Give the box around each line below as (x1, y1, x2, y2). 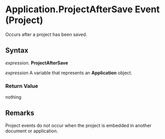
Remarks (5, 109, 35, 118)
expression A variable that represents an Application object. (5, 69, 133, 76)
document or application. (5, 128, 58, 134)
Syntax (5, 46, 29, 55)
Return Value (5, 82, 38, 89)
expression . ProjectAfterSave (5, 60, 68, 66)
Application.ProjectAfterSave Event (5, 4, 160, 15)
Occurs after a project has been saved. (5, 31, 87, 37)
